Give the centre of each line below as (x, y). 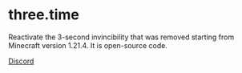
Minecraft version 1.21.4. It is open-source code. (88, 45)
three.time (44, 15)
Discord (21, 61)
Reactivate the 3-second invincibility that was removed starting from (121, 37)
